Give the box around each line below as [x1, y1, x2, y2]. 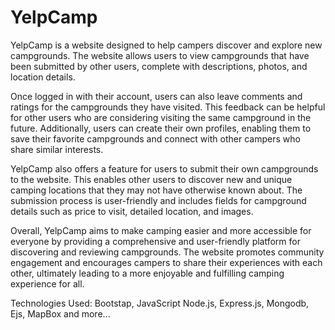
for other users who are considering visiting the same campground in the [10, 111, 312, 123]
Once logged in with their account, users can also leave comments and [10, 90, 303, 102]
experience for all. [10, 277, 85, 290]
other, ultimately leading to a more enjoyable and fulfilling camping [10, 267, 285, 279]
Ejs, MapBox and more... [10, 307, 111, 320]
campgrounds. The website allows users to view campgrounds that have [10, 49, 310, 61]
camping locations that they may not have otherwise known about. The [10, 184, 303, 196]
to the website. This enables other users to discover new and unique [10, 173, 293, 185]
